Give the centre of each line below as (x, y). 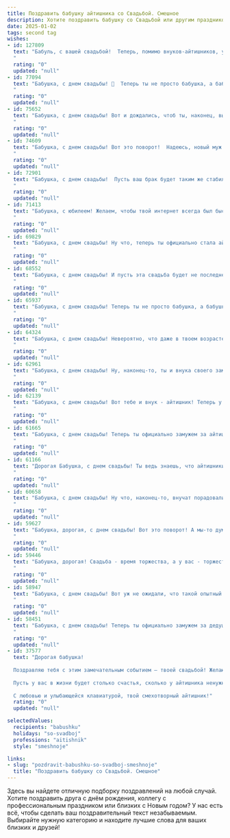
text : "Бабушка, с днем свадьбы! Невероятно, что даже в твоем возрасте (119, 339)
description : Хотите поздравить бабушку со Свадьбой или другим (101, 20)
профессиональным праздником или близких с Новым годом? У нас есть (115, 805)
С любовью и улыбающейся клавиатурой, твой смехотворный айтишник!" (113, 696)
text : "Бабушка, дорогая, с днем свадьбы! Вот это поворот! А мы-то (113, 530)
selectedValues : (30, 721)
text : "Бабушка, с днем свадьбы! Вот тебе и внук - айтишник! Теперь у (118, 403)
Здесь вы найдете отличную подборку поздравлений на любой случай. (112, 791)
